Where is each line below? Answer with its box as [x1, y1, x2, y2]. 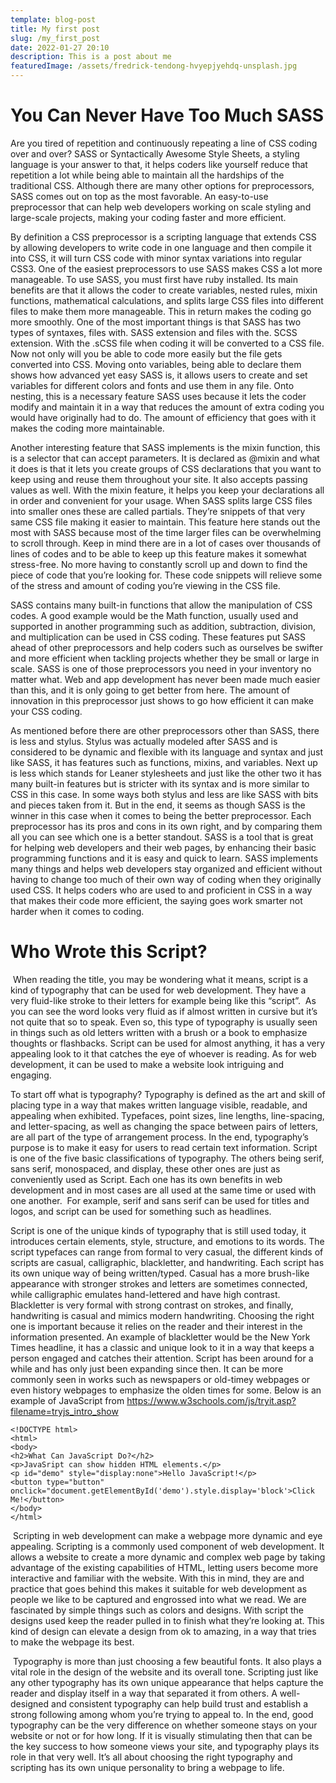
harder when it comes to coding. [10, 905, 145, 917]
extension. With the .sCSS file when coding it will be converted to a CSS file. [10, 337, 325, 349]
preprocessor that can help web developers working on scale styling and [10, 201, 312, 213]
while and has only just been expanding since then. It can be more [10, 1362, 284, 1375]
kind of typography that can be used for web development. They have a [10, 984, 307, 996]
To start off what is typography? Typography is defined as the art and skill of [10, 1088, 326, 1100]
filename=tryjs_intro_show [10, 1405, 119, 1417]
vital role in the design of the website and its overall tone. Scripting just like [10, 1666, 319, 1678]
